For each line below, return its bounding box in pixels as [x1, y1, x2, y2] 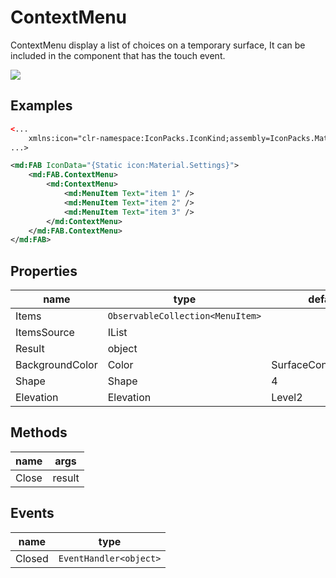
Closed [15, 551, 49, 565]
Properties [10, 262, 78, 280]
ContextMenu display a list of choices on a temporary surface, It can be [10, 39, 306, 51]
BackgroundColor [15, 358, 98, 372]
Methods [10, 424, 68, 441]
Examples [10, 97, 73, 115]
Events [10, 505, 55, 522]
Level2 [271, 391, 303, 405]
